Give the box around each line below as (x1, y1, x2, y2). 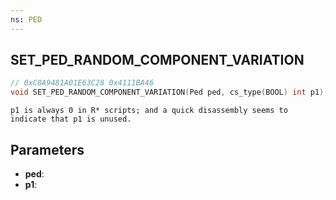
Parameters (10, 141, 85, 158)
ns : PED (10, 14, 43, 25)
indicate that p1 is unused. (10, 114, 132, 125)
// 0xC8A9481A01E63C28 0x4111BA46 (10, 78, 155, 88)
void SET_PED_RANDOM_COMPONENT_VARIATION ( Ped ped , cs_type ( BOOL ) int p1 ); (10, 87, 329, 98)
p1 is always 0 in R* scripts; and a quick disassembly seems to (10, 106, 288, 116)
